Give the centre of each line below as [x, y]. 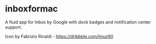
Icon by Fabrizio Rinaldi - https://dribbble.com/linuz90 [59, 36]
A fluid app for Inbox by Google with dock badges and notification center [78, 22]
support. [14, 27]
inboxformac [32, 9]
